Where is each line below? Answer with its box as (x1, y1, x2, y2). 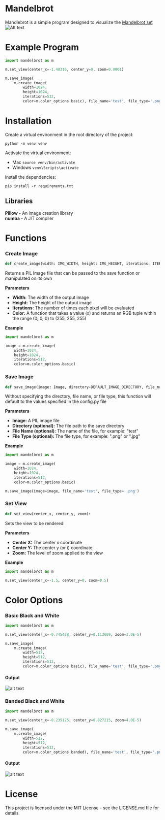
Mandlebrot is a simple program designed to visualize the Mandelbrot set (5, 19, 153, 25)
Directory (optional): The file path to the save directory (12, 423, 125, 429)
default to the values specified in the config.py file (5, 398, 107, 404)
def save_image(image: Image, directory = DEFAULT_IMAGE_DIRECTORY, (5, 385, 144, 390)
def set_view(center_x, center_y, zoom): (5, 511, 91, 516)
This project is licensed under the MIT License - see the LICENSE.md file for (5, 805, 159, 811)
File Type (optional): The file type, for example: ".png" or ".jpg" (12, 433, 140, 439)
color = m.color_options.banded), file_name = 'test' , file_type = (23, 750, 153, 754)
